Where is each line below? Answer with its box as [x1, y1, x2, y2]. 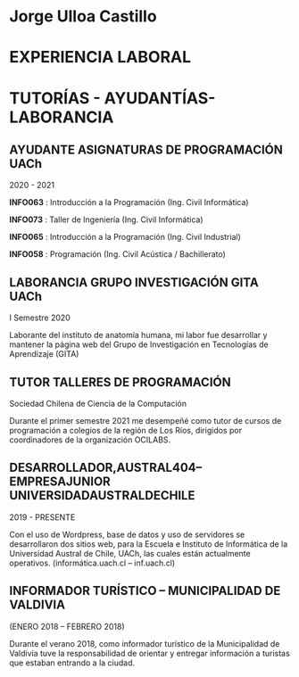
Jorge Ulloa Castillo [9, 6, 158, 27]
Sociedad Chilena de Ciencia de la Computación [9, 399, 187, 409]
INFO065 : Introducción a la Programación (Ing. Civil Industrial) [9, 232, 241, 243]
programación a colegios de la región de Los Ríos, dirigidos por [9, 425, 243, 435]
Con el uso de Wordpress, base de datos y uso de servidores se [9, 529, 245, 540]
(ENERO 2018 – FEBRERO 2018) [9, 621, 125, 632]
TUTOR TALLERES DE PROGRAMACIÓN [9, 375, 231, 390]
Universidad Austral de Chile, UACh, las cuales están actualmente [9, 548, 252, 558]
